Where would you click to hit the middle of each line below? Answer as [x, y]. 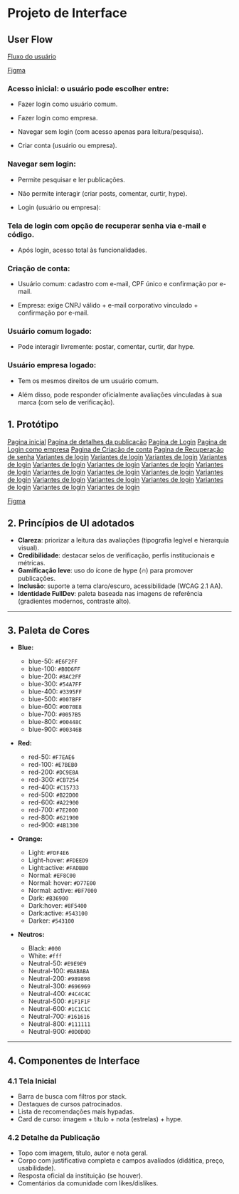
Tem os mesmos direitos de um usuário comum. [88, 381]
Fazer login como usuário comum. [68, 104]
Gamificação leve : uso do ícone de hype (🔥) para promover [105, 570]
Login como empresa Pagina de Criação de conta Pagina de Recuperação [116, 449]
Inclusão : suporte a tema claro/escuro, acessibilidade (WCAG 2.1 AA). [120, 586]
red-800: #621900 [54, 817]
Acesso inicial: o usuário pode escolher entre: [88, 88]
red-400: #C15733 [54, 787]
